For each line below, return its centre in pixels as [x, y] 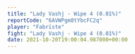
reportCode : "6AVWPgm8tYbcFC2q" [55, 20]
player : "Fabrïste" [36, 27]
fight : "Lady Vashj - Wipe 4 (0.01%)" [64, 33]
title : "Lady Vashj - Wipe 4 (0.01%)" [64, 14]
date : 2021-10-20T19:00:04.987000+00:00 [68, 40]
